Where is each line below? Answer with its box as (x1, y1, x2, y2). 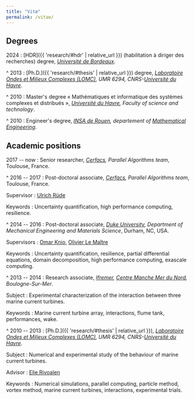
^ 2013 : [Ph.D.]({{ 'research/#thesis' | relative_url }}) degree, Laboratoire (6, 69, 184, 77)
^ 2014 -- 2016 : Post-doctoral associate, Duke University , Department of (6, 221, 183, 228)
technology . (6, 106, 35, 113)
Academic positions (6, 140, 81, 151)
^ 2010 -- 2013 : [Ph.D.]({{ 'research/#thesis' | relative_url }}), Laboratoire (6, 327, 184, 334)
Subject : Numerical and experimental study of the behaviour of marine (6, 351, 179, 358)
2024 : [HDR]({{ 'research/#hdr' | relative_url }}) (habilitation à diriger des (6, 51, 184, 59)
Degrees (6, 36, 38, 46)
